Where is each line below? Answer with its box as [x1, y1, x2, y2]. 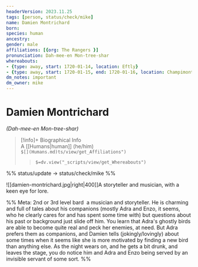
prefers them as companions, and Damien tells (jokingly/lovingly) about [6, 230, 179, 237]
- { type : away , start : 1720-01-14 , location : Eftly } [6, 63, 138, 70]
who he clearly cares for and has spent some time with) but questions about [6, 211, 192, 219]
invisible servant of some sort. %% [6, 255, 91, 262]
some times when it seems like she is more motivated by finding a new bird [6, 236, 189, 243]
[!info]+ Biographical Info [20, 136, 81, 144]
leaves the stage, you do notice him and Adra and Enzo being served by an [6, 249, 189, 256]
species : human [6, 31, 44, 37]
